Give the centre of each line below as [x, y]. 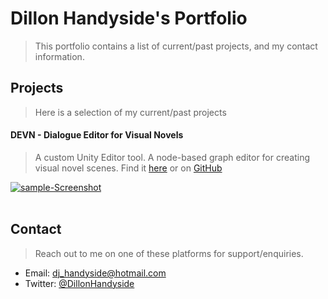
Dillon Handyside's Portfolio [129, 18]
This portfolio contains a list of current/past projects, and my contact [176, 46]
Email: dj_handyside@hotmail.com [95, 273]
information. [59, 56]
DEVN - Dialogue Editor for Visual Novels [97, 135]
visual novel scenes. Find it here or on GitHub [128, 168]
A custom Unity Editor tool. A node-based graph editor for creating [172, 157]
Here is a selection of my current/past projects [130, 112]
